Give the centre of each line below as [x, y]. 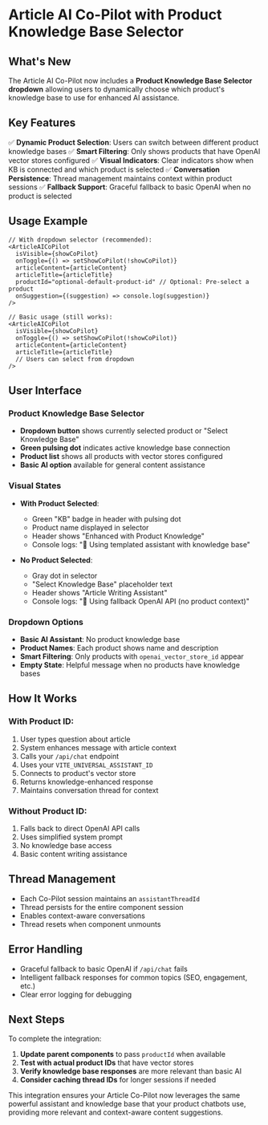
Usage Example [48, 221]
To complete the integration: [55, 1039]
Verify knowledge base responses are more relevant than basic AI [131, 1071]
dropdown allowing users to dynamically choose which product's [116, 89]
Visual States [35, 485]
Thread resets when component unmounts [90, 924]
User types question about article [75, 739]
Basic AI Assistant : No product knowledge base [100, 639]
